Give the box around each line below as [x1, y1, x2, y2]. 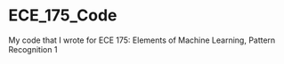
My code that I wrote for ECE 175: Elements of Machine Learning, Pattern [8, 35, 276, 45]
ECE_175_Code [8, 5, 118, 26]
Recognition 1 [8, 44, 58, 54]
